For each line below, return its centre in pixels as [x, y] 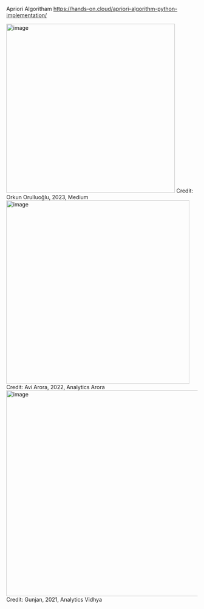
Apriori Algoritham [29, 9]
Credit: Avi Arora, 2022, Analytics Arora [56, 387]
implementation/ [27, 15]
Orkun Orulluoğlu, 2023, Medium [47, 197]
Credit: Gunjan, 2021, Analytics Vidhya [54, 600]
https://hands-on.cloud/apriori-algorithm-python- [115, 9]
